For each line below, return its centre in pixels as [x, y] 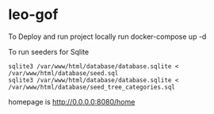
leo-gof [33, 15]
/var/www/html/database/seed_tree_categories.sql [92, 87]
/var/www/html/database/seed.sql [63, 73]
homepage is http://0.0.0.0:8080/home [72, 101]
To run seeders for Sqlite [49, 51]
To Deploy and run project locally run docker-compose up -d [107, 36]
